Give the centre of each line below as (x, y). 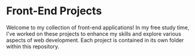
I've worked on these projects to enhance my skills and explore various (94, 33)
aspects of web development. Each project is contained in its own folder (95, 40)
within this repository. (33, 46)
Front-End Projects (54, 11)
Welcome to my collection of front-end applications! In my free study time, (98, 27)
